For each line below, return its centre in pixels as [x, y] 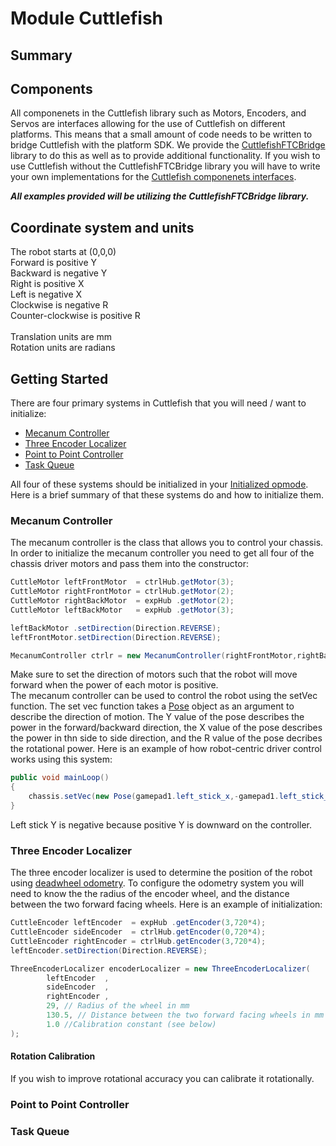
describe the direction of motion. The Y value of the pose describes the [157, 717]
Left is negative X [46, 294]
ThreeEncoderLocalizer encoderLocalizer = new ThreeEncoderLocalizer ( [160, 968]
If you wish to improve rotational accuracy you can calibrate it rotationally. [162, 1078]
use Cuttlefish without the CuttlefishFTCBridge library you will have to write [165, 166]
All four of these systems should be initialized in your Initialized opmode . [159, 484]
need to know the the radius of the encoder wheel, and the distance [150, 894]
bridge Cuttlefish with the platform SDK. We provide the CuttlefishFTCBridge [168, 145]
